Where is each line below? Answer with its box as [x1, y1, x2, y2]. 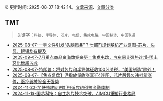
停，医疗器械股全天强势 [12, 78, 59, 84]
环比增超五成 [12, 60, 38, 66]
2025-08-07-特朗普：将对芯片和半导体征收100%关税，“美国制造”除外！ [12, 66, 156, 72]
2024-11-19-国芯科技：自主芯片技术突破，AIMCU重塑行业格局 [12, 90, 136, 96]
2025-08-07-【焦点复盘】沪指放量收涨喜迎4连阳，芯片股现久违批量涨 [12, 72, 152, 78]
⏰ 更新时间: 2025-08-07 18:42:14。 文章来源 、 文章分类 [5, 4, 114, 10]
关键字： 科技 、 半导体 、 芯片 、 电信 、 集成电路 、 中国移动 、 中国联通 [16, 32, 136, 38]
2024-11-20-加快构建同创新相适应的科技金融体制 [12, 84, 110, 90]
